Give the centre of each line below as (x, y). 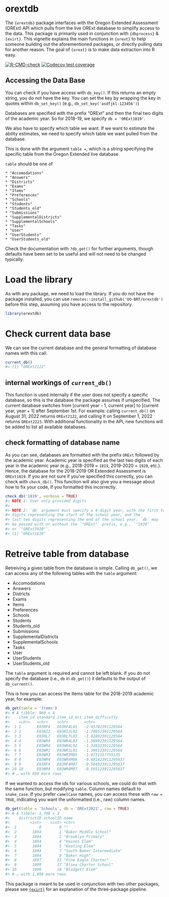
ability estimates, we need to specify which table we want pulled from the (81, 134)
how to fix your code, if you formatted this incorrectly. (61, 487)
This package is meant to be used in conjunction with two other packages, (82, 884)
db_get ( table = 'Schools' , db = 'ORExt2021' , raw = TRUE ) (67, 809)
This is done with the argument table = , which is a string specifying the (79, 149)
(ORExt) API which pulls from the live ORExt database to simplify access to (82, 28)
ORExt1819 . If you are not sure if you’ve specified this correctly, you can (79, 476)
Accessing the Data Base (45, 80)
